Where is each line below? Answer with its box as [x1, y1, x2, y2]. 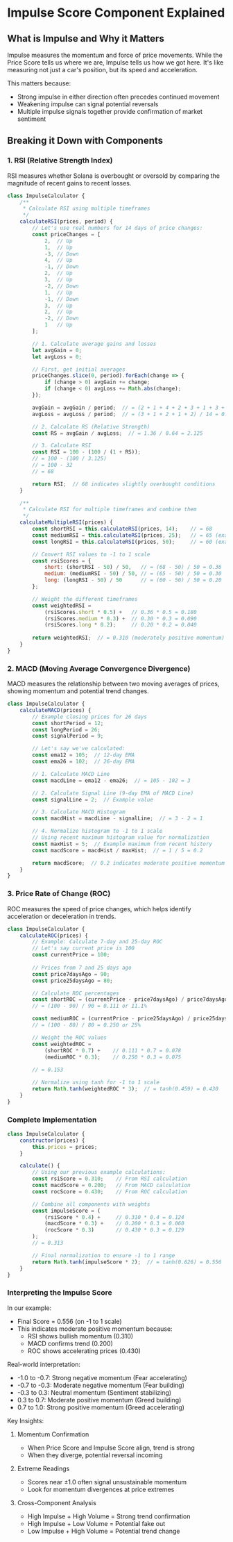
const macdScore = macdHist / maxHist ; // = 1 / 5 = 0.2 [32, 847, 203, 854]
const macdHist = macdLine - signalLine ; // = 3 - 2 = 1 [32, 815, 203, 822]
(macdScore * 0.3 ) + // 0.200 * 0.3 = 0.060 [44, 1220, 185, 1227]
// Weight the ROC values [32, 1034, 107, 1041]
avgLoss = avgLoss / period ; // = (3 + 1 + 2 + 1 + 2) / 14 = [32, 411, 218, 417]
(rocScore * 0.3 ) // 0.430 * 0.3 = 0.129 [44, 1227, 185, 1234]
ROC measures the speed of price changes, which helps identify [7, 904, 192, 913]
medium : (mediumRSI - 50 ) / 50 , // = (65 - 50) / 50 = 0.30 [44, 570, 222, 577]
